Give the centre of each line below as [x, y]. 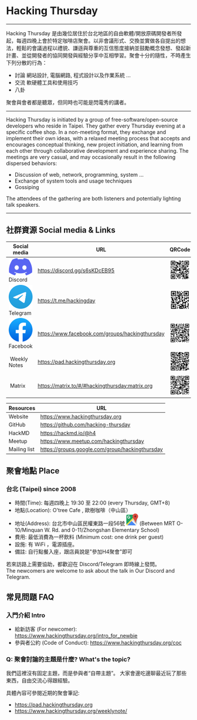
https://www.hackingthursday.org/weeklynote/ [71, 711]
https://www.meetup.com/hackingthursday [92, 441]
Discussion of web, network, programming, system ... [79, 174]
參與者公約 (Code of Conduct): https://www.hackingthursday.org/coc [98, 642]
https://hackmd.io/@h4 [68, 433]
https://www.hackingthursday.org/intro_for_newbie [76, 635]
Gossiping [27, 187]
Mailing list [22, 449]
